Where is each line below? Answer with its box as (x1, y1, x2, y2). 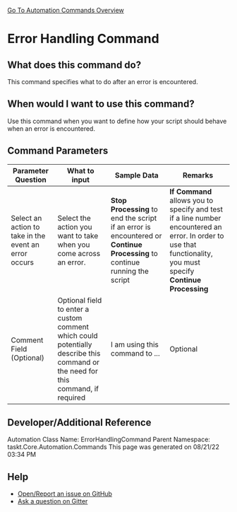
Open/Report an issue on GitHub (17, 489, 113, 498)
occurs (11, 257, 34, 267)
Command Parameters (7, 145, 109, 157)
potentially (57, 339, 92, 349)
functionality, (169, 248, 213, 258)
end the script (110, 213, 157, 223)
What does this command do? (7, 59, 142, 71)
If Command (169, 187, 212, 197)
